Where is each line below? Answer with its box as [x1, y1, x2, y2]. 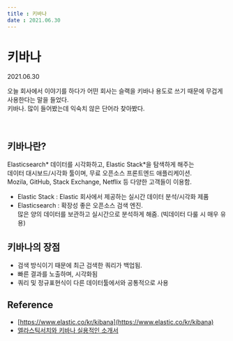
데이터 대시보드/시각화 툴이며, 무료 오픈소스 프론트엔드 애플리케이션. [7, 169, 193, 177]
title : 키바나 [7, 10, 47, 17]
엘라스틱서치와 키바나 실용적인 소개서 [17, 326, 119, 334]
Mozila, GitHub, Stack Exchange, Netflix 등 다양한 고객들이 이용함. [7, 177, 192, 186]
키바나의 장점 [7, 241, 61, 253]
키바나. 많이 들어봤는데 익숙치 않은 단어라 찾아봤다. [7, 104, 145, 113]
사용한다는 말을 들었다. [7, 96, 69, 104]
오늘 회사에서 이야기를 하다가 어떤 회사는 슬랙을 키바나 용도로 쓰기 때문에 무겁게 [7, 87, 223, 95]
